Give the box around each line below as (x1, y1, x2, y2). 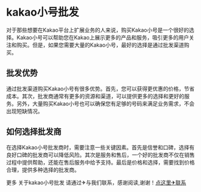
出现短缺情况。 (6, 107, 43, 114)
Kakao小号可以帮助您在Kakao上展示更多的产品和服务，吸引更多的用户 (16, 33, 190, 41)
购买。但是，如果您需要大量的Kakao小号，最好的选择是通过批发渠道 (16, 41, 184, 48)
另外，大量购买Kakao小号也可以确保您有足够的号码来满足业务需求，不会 (16, 100, 195, 107)
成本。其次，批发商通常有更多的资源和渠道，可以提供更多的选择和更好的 (6, 92, 184, 99)
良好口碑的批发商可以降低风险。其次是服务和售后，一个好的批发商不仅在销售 (6, 151, 195, 159)
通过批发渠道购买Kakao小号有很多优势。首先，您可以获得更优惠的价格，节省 (6, 85, 195, 92)
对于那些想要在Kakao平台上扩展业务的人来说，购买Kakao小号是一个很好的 (6, 26, 190, 33)
